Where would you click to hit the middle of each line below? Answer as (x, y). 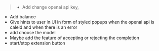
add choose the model (33, 32)
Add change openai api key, (50, 7)
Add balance (23, 17)
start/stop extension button (38, 43)
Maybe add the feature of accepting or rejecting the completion (74, 38)
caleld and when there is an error (43, 27)
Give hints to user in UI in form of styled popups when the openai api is (82, 22)
